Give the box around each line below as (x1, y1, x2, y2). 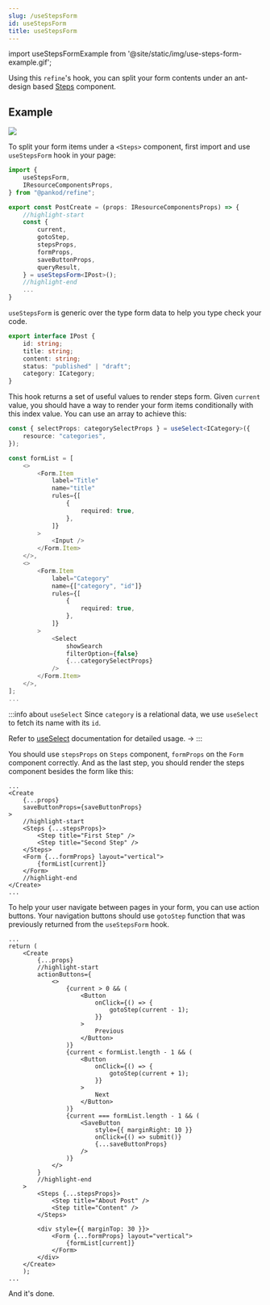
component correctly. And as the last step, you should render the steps (8, 757, 245, 768)
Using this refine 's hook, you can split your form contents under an (8, 74, 233, 83)
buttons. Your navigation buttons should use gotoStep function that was (8, 911, 246, 920)
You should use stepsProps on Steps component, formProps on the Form (8, 749, 244, 759)
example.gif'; (8, 57, 52, 67)
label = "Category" (51, 575, 110, 583)
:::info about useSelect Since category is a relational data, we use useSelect (8, 709, 260, 719)
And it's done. (8, 1288, 55, 1298)
